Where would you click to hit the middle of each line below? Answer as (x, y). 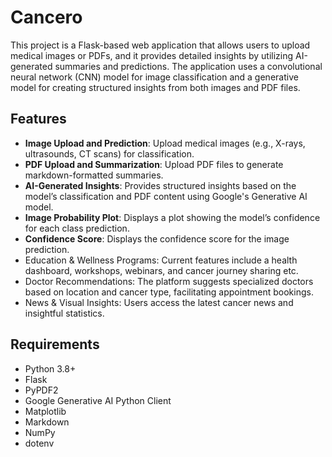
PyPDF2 (41, 390)
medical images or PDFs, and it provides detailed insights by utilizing (152, 55)
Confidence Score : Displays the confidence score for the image (157, 238)
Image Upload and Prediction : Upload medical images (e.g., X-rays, (165, 143)
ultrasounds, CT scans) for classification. (109, 153)
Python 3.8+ (50, 368)
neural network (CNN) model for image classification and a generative (154, 77)
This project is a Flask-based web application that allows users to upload (160, 45)
